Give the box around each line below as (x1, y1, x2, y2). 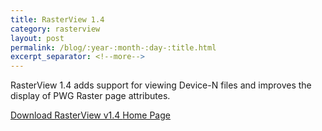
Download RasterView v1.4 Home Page (10, 109, 171, 121)
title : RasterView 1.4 (10, 14, 105, 25)
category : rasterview (10, 24, 101, 34)
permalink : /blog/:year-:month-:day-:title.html (10, 42, 217, 53)
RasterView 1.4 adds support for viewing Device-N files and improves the (10, 79, 312, 91)
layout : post (10, 33, 65, 43)
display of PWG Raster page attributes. (10, 90, 171, 102)
